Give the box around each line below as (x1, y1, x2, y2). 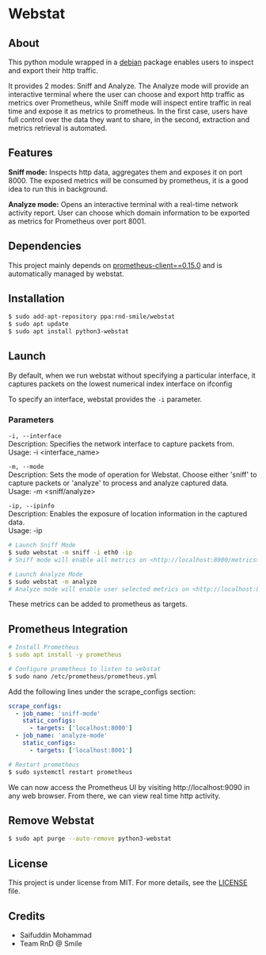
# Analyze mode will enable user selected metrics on (8, 585, 190, 593)
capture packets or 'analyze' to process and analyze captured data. (8, 478, 229, 488)
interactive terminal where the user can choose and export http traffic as (8, 90, 245, 99)
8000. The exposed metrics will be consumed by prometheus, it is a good (8, 175, 249, 185)
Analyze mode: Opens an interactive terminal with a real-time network (8, 199, 239, 209)
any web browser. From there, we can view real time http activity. (8, 791, 221, 800)
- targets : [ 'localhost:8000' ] (28, 724, 133, 732)
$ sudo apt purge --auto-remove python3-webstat (8, 834, 172, 843)
